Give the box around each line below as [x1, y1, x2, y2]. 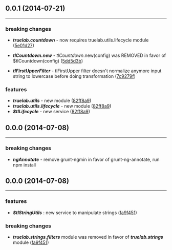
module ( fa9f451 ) [12, 239, 49, 245]
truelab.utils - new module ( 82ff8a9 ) [12, 97, 92, 104]
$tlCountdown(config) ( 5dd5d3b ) [12, 58, 83, 64]
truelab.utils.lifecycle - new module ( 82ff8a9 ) [12, 103, 112, 109]
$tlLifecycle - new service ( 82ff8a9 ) [12, 109, 91, 115]
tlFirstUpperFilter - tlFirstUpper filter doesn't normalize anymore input [12, 68, 162, 74]
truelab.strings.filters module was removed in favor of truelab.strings [12, 234, 164, 240]
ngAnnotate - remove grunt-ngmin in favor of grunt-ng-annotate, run [12, 156, 160, 162]
